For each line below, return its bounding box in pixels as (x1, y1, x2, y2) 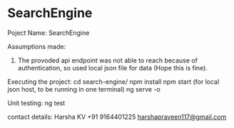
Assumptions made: (7, 42, 66, 50)
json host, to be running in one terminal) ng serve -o (7, 85, 161, 93)
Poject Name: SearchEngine (7, 28, 90, 37)
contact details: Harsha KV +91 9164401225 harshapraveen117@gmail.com (7, 112, 227, 121)
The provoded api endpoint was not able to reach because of (17, 55, 198, 65)
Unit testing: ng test (7, 98, 66, 107)
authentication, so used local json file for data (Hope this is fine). (17, 63, 208, 72)
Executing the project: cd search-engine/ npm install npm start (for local (7, 77, 220, 86)
